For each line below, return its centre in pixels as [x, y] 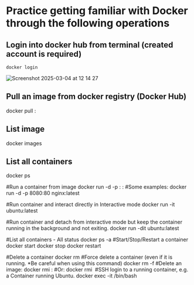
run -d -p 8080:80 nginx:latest [43, 193]
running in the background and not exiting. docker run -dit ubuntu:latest [93, 228]
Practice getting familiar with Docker [97, 11]
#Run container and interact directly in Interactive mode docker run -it [91, 205]
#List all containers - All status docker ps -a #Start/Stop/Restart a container [97, 240]
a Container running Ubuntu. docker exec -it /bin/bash [72, 276]
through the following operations [88, 23]
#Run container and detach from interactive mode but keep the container [94, 222]
